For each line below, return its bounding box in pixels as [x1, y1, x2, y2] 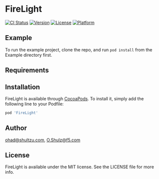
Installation [5, 83, 40, 91]
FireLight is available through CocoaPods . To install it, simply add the [5, 95, 144, 101]
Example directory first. [5, 52, 52, 58]
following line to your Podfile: [5, 101, 64, 107]
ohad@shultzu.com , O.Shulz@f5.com [5, 137, 81, 143]
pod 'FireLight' [5, 110, 38, 115]
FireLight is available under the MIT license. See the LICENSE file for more [5, 164, 154, 170]
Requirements [5, 66, 49, 74]
